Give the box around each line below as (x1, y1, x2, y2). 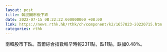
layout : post (5, 7, 33, 13)
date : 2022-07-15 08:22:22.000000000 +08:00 (5, 17, 102, 22)
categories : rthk (5, 27, 43, 32)
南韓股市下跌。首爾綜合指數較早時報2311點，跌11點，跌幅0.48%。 (5, 41, 145, 47)
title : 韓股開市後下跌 (5, 12, 49, 17)
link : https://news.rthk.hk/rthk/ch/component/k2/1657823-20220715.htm (5, 21, 162, 27)
